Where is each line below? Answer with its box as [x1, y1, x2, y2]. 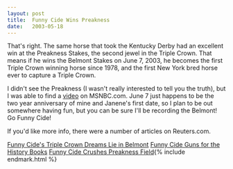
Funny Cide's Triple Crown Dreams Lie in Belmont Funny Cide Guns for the [7, 141, 221, 149]
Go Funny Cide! [7, 114, 52, 122]
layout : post [7, 10, 45, 17]
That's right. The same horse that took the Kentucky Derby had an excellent [7, 42, 224, 50]
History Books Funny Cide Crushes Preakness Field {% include [7, 148, 186, 156]
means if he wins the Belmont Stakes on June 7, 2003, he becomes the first [7, 57, 223, 65]
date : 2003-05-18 [7, 23, 64, 30]
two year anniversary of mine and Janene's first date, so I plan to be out [7, 99, 213, 108]
